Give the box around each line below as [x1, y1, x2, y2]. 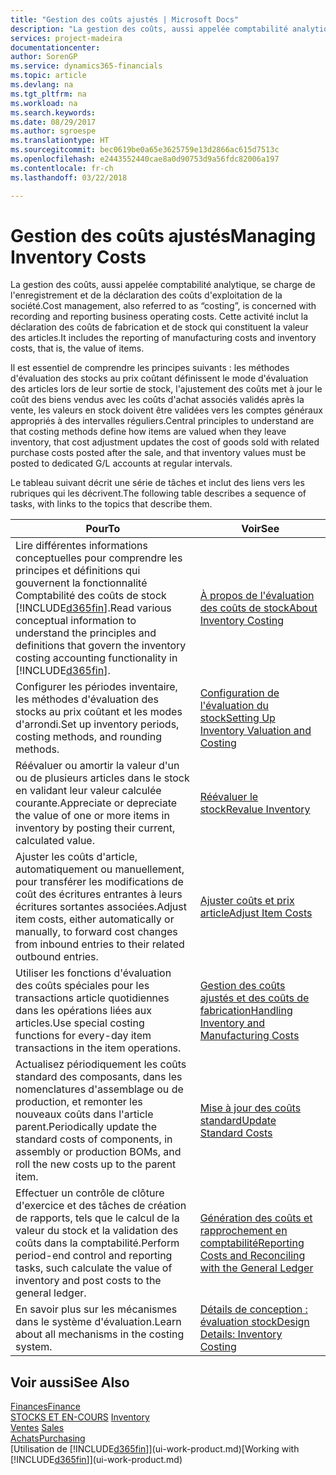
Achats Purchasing [10, 1432, 86, 1445]
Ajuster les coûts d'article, [15, 850, 138, 864]
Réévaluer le [199, 790, 259, 804]
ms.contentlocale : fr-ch [10, 163, 114, 173]
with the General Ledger [199, 1261, 314, 1275]
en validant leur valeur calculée [15, 784, 162, 798]
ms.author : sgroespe [10, 126, 97, 136]
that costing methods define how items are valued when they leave [10, 426, 287, 438]
